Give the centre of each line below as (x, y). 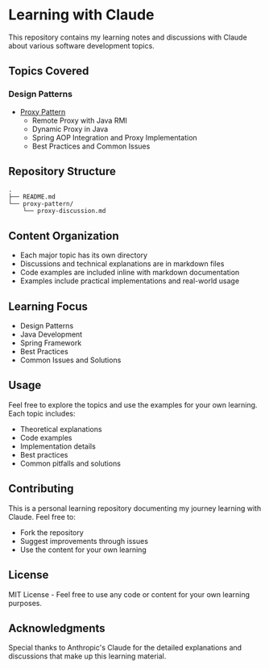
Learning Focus (48, 306)
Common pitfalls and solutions (70, 463)
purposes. (25, 603)
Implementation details (58, 446)
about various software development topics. (81, 45)
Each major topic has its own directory (83, 255)
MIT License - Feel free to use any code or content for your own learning (129, 594)
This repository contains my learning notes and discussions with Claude (128, 37)
